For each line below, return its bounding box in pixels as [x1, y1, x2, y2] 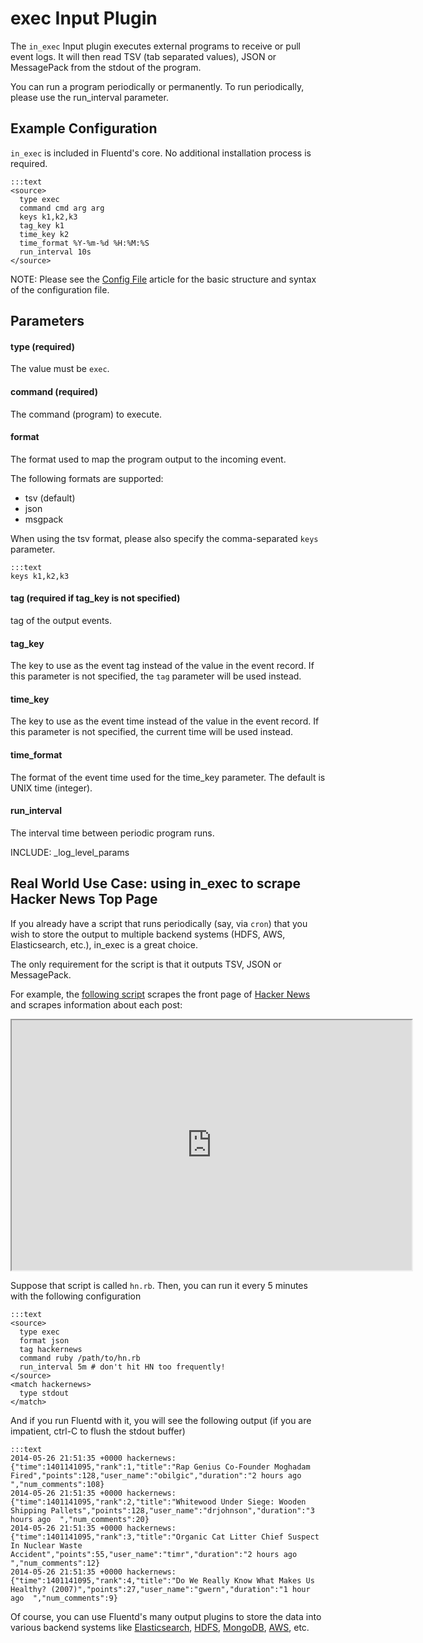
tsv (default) [24, 492, 76, 504]
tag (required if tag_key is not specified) [10, 592, 181, 604]
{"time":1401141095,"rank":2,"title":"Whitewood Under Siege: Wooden [10, 1497, 307, 1507]
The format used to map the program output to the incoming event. [10, 453, 287, 465]
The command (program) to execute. [10, 408, 163, 420]
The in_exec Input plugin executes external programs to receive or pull [10, 40, 301, 52]
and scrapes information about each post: [10, 998, 183, 1011]
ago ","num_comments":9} [10, 1593, 118, 1603]
